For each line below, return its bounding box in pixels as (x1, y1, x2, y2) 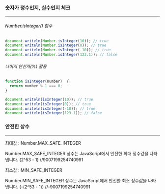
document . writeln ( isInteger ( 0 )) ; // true (5, 101, 91, 106)
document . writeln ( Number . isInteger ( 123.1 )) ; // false (5, 52, 118, 57)
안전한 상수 (5, 123, 30, 130)
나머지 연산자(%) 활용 (5, 63, 47, 69)
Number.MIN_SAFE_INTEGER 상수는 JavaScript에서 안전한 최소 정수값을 (5, 177, 147, 183)
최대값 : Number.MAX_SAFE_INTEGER (5, 140, 81, 146)
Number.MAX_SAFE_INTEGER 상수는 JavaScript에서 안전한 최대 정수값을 (5, 150, 149, 156)
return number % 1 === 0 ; (9, 84, 63, 89)
